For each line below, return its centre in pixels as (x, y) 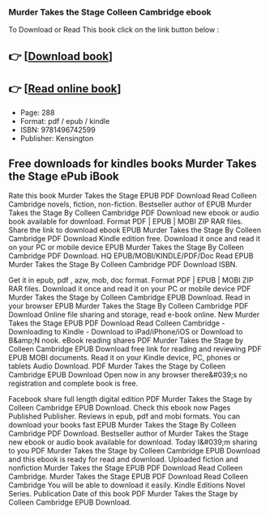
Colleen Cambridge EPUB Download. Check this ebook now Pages (120, 408)
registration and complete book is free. (73, 384)
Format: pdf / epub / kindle (65, 121)
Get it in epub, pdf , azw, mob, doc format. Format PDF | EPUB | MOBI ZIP (131, 280)
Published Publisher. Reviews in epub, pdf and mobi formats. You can (124, 416)
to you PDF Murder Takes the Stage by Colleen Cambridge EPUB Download (135, 451)
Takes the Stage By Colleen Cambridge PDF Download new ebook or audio (134, 213)
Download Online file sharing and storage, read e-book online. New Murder (134, 315)
